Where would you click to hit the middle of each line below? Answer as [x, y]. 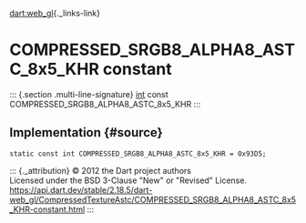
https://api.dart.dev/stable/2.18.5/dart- [81, 189]
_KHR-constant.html [47, 209]
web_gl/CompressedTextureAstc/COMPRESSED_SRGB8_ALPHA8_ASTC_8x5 [153, 199]
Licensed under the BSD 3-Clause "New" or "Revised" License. [128, 180]
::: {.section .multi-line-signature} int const [89, 94]
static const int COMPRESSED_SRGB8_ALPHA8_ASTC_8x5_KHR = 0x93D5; [138, 154]
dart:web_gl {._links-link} [55, 13]
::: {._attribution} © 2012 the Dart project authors [100, 170]
